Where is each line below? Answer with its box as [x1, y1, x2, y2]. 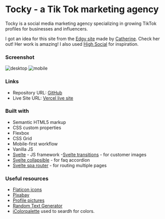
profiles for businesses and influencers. [5, 25, 88, 32]
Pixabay [12, 192, 29, 198]
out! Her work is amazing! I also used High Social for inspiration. [5, 41, 139, 47]
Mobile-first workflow [12, 141, 58, 147]
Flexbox [12, 130, 29, 136]
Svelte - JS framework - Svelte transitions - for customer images [12, 151, 147, 158]
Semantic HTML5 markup [12, 119, 66, 125]
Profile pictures [12, 197, 45, 204]
